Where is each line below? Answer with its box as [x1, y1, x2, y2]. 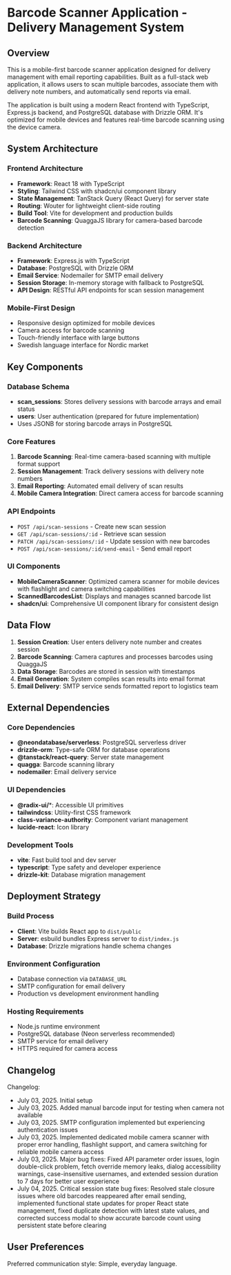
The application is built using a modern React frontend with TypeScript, [7, 101, 210, 109]
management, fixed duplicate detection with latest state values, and [17, 1207, 210, 1215]
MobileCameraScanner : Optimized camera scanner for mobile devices [17, 577, 220, 585]
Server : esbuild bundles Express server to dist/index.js [17, 934, 179, 942]
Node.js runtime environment [17, 1022, 100, 1031]
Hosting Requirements [7, 1007, 84, 1016]
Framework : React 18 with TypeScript [17, 179, 125, 187]
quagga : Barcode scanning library [17, 760, 115, 769]
